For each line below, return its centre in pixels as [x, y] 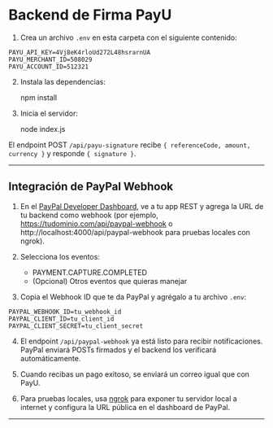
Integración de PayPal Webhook [91, 187]
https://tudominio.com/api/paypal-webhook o [96, 223]
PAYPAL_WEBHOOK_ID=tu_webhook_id [65, 312]
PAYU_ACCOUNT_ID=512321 [49, 67]
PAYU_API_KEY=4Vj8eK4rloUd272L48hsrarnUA [80, 52]
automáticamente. [50, 358]
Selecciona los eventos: [60, 256]
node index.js [43, 129]
